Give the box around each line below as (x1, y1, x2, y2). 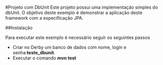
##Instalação (5, 25, 33, 31)
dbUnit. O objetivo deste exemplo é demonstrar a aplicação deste (5, 10, 143, 16)
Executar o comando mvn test (12, 55, 76, 61)
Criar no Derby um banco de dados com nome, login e (12, 44, 127, 50)
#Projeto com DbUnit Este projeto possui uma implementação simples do (5, 5, 158, 10)
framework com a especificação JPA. (5, 15, 84, 21)
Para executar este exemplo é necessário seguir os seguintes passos (5, 35, 150, 40)
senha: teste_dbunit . (12, 50, 56, 55)
